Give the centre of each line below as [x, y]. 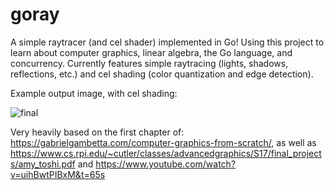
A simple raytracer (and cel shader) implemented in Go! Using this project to [167, 42]
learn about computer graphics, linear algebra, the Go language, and [151, 52]
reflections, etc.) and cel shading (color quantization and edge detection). [162, 74]
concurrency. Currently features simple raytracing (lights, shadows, [149, 63]
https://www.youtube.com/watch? [166, 164]
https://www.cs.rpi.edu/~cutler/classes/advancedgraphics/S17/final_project [166, 153]
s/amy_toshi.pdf [43, 164]
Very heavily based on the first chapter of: [97, 132]
